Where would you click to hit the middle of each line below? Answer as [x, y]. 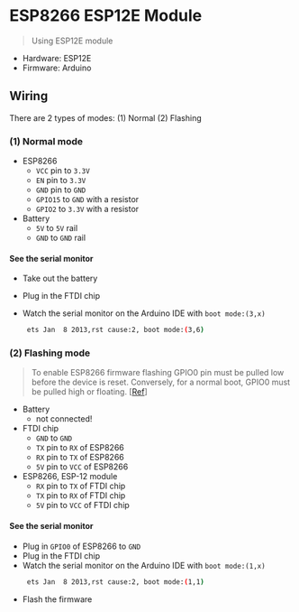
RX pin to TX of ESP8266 [80, 458]
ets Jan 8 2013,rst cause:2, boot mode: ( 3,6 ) [115, 330]
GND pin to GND [61, 190]
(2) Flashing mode [50, 353]
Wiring [29, 96]
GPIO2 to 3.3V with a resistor [87, 209]
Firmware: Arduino [57, 68]
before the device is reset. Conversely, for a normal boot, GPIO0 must [161, 382]
